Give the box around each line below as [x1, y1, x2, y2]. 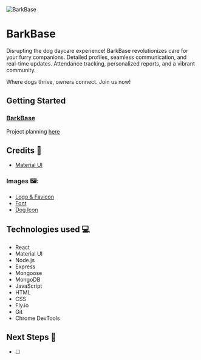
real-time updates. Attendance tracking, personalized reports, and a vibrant [6, 59, 196, 67]
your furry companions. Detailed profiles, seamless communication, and [6, 53, 187, 61]
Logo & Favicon [15, 193, 55, 200]
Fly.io [15, 301, 29, 309]
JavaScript [15, 282, 43, 290]
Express [15, 263, 36, 270]
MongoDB [15, 276, 41, 283]
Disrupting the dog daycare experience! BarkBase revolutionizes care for [6, 47, 188, 54]
